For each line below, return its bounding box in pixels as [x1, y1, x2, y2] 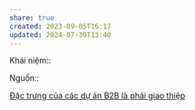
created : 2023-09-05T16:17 [9, 22, 112, 31]
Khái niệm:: [9, 55, 52, 66]
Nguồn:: [9, 73, 40, 84]
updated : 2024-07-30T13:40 [9, 30, 112, 39]
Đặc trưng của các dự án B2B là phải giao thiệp [9, 90, 186, 101]
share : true [9, 13, 54, 23]
